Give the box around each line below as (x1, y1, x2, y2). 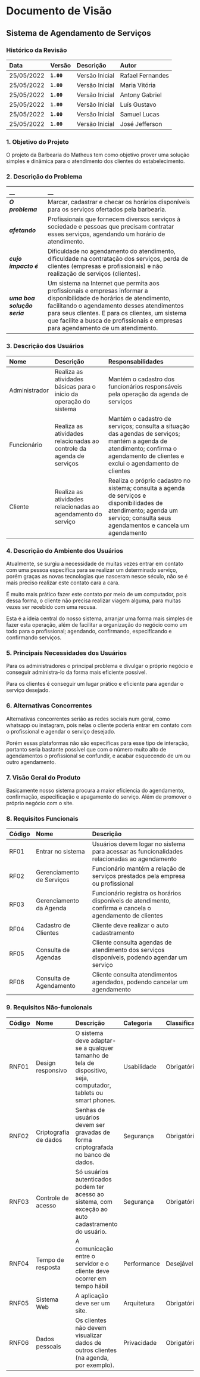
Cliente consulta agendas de (92, 938, 172, 947)
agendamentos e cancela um (108, 521, 189, 529)
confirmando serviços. (6, 634, 62, 641)
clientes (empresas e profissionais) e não (47, 262, 163, 270)
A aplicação (75, 1291, 108, 1299)
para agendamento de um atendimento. (47, 324, 158, 332)
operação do (54, 397, 90, 405)
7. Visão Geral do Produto (6, 773, 81, 781)
